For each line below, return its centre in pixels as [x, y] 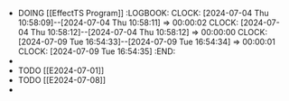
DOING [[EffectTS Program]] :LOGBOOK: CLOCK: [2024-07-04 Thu [143, 13]
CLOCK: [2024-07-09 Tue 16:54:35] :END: [97, 51]
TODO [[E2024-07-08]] [62, 80]
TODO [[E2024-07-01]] [61, 70]
